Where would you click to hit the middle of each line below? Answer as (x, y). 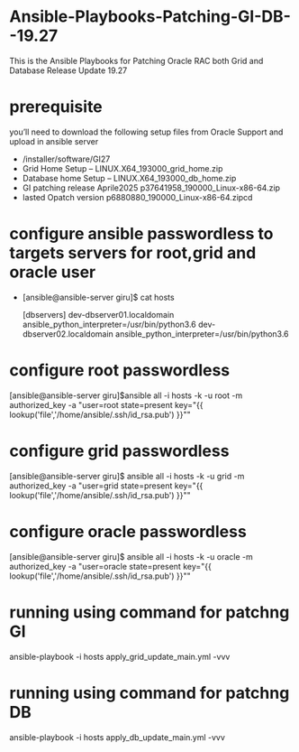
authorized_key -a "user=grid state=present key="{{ (106, 486)
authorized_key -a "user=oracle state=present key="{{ (110, 566)
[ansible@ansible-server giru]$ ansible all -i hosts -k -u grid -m (127, 476)
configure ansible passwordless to (141, 234)
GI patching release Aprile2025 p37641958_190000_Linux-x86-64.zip (151, 188)
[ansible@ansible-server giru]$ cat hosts (98, 297)
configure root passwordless (120, 370)
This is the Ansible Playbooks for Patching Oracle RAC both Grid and (136, 60)
